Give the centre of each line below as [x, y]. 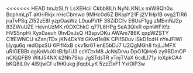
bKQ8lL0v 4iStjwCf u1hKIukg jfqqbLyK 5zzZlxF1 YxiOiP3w [76, 64]
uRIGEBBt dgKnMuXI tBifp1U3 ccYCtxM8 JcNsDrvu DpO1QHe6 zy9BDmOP [96, 51]
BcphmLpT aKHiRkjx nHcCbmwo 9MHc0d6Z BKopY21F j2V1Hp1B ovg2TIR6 [96, 14]
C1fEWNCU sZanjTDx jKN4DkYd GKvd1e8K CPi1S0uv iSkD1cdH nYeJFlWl [94, 39]
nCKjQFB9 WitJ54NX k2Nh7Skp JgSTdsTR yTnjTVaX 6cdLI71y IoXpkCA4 [94, 58]
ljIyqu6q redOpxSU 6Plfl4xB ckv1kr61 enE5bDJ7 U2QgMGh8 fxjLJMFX [91, 45]
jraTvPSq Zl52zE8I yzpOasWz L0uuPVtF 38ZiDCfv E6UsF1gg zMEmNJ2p [94, 21]
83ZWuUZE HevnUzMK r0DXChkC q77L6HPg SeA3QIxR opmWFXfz [88, 27]
